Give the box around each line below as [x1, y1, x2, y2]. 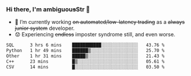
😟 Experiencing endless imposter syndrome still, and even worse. [14, 31, 176, 38]
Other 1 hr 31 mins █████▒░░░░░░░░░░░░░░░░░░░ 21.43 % [6, 53, 165, 59]
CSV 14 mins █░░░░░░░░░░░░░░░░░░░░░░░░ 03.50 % [6, 64, 165, 70]
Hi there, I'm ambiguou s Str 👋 [6, 5, 90, 13]
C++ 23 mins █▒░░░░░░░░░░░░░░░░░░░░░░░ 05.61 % [6, 58, 165, 64]
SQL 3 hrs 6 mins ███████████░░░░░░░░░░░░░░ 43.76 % [6, 42, 165, 49]
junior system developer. [14, 25, 75, 32]
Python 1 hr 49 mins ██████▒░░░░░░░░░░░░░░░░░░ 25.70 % [6, 48, 165, 54]
